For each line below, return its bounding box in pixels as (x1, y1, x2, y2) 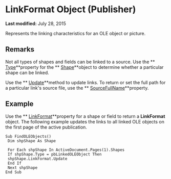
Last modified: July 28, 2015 (5, 20, 67, 27)
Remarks (5, 45, 35, 54)
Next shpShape (7, 165, 38, 170)
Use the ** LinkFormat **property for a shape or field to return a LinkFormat (5, 113, 165, 119)
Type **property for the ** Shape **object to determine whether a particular (5, 64, 164, 70)
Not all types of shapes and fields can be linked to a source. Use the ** (5, 59, 155, 65)
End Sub (5, 169, 22, 174)
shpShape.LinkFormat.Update (7, 156, 68, 161)
